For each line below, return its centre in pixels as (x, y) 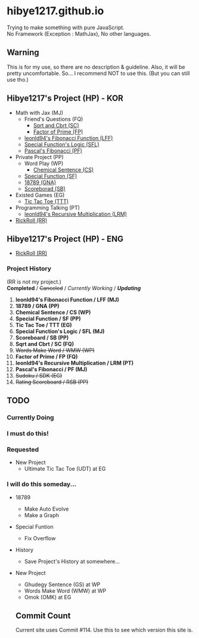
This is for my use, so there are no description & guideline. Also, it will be (96, 67)
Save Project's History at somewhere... (72, 561)
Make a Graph (41, 515)
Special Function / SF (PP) (48, 318)
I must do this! (28, 433)
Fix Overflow (40, 538)
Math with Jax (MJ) (39, 113)
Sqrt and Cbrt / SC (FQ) (45, 344)
